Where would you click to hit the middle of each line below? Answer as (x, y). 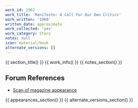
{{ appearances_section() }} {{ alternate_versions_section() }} (69, 100)
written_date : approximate (34, 24)
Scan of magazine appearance (45, 90)
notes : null (18, 39)
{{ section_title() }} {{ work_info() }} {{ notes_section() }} (64, 62)
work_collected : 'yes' (29, 29)
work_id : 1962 (20, 10)
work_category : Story (28, 33)
